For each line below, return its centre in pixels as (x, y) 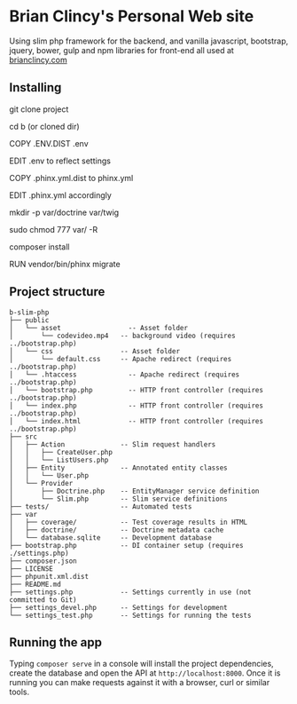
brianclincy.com (39, 59)
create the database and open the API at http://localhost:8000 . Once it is (145, 673)
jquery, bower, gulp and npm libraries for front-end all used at (122, 50)
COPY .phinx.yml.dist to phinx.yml (71, 178)
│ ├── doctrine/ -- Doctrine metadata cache (117, 530)
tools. (20, 692)
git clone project (39, 109)
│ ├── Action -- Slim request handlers (113, 444)
